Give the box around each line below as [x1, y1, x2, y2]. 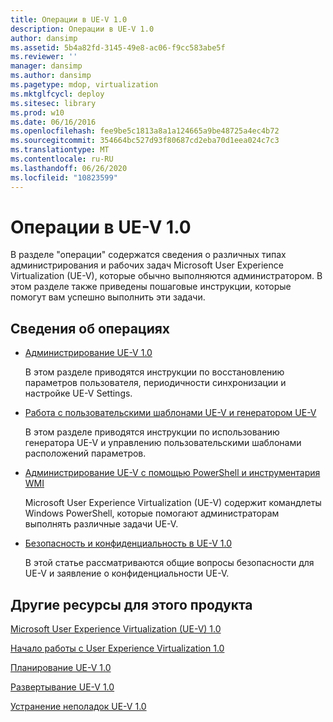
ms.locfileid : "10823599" [10, 172, 118, 183]
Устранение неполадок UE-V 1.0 [10, 701, 147, 713]
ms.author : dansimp [10, 71, 92, 81]
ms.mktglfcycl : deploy [10, 89, 105, 99]
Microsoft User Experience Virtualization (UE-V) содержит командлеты [24, 497, 322, 509]
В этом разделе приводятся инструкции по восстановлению [24, 366, 285, 378]
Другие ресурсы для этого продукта [10, 596, 253, 613]
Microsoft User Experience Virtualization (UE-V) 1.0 [10, 623, 222, 635]
